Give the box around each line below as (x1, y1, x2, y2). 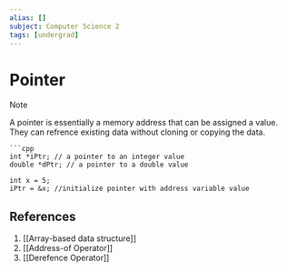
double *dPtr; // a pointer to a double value (9, 160, 189, 169)
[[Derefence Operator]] (22, 252, 110, 264)
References (9, 208, 76, 224)
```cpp (9, 145, 35, 154)
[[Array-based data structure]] (22, 233, 136, 244)
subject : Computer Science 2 (9, 22, 120, 31)
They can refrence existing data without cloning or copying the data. (9, 126, 266, 137)
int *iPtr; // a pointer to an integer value (9, 152, 184, 162)
